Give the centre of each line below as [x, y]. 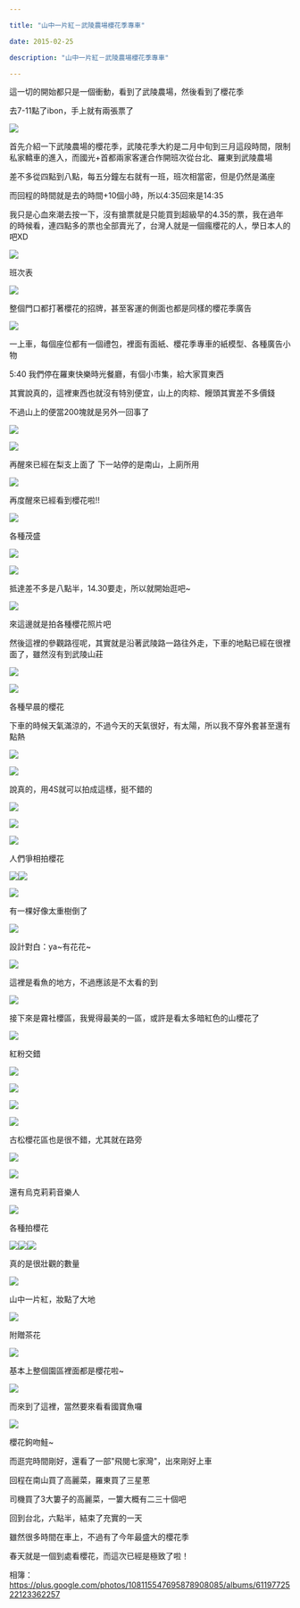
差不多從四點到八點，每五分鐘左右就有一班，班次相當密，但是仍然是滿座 [142, 177]
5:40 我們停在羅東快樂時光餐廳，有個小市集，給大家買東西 [117, 374]
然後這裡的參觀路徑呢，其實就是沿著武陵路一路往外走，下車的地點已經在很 [146, 643]
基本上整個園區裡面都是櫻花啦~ [67, 1371]
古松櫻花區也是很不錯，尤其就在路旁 [76, 1140]
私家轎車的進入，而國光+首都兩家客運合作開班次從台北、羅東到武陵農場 [141, 158]
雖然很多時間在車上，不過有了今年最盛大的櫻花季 [99, 1537]
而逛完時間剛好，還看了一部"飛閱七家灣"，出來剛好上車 [111, 1462]
